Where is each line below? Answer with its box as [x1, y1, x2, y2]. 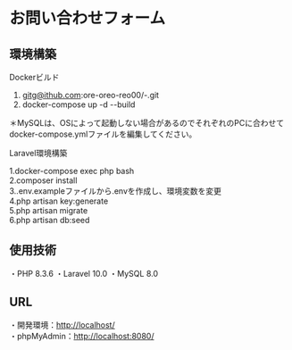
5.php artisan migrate [9, 205, 88, 215]
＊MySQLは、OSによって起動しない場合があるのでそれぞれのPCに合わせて [9, 118, 284, 128]
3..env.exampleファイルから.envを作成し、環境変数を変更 [9, 186, 221, 196]
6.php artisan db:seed [9, 215, 90, 225]
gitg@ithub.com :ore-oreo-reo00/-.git [21, 90, 159, 100]
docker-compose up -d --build [21, 99, 136, 110]
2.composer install [9, 175, 78, 186]
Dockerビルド [9, 72, 60, 82]
